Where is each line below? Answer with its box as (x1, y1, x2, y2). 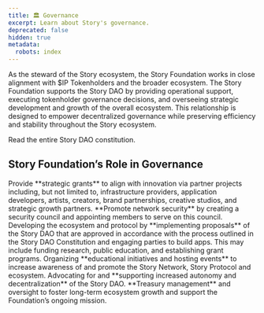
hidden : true (8, 33, 51, 42)
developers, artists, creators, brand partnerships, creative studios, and (8, 195, 237, 204)
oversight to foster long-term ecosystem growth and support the (8, 287, 218, 296)
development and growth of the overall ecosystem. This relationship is (8, 103, 236, 112)
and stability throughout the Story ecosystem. (8, 120, 157, 129)
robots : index (15, 48, 61, 56)
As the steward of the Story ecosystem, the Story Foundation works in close (8, 70, 255, 79)
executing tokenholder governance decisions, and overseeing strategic (8, 95, 239, 104)
